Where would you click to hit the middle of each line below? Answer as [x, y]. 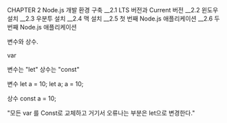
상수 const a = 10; [32, 98]
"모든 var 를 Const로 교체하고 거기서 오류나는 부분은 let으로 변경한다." [101, 113]
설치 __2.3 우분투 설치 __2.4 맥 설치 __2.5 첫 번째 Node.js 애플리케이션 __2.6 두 [113, 18]
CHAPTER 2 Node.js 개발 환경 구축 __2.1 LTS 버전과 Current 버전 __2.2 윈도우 [113, 10]
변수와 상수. [23, 42]
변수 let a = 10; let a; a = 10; [45, 84]
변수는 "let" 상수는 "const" [43, 69]
